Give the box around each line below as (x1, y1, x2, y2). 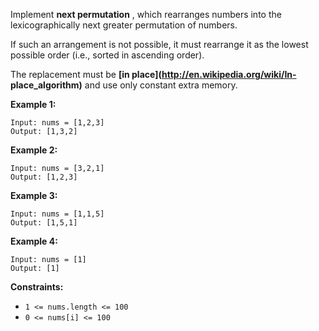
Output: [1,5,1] (10, 218, 78, 228)
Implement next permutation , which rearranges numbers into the (10, 9, 282, 20)
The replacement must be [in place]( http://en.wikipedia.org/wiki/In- (10, 69, 297, 80)
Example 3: (10, 190, 58, 201)
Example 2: (10, 144, 58, 156)
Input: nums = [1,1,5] (10, 209, 105, 219)
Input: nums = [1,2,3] (10, 118, 105, 128)
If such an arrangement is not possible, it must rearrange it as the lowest (10, 39, 309, 50)
